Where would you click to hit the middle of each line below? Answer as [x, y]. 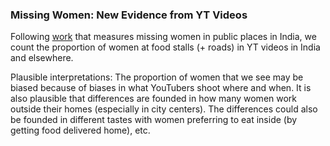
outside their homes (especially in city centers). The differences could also [164, 109]
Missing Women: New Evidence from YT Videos [129, 15]
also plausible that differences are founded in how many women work [154, 99]
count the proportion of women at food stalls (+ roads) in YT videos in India [165, 47]
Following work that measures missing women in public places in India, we [163, 37]
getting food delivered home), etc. [80, 130]
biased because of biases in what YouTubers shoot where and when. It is [161, 88]
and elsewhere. [42, 58]
